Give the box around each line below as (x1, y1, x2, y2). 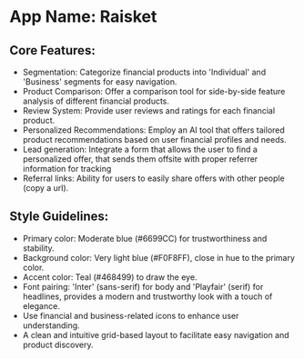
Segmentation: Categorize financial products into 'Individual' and (22, 66, 267, 77)
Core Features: (9, 43, 96, 58)
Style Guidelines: (9, 209, 109, 224)
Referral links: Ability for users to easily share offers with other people (22, 173, 285, 184)
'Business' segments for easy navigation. (22, 76, 177, 87)
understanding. (22, 320, 80, 331)
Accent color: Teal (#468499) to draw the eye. (22, 271, 198, 283)
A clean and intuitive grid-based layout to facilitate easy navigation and (22, 329, 289, 340)
